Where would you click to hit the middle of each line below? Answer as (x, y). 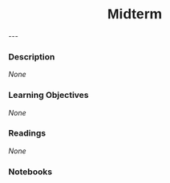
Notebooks (30, 172)
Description (32, 56)
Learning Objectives (49, 96)
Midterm (135, 14)
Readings (27, 133)
